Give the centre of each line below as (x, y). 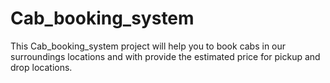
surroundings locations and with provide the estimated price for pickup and (165, 56)
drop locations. (41, 67)
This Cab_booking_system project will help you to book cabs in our (148, 46)
